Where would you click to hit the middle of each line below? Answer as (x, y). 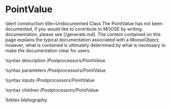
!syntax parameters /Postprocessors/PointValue (56, 70)
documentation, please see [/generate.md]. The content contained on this (83, 34)
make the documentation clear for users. (48, 50)
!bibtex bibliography (26, 100)
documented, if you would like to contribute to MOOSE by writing (74, 29)
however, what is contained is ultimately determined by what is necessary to (86, 45)
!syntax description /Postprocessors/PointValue (55, 60)
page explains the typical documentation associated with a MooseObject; (82, 40)
